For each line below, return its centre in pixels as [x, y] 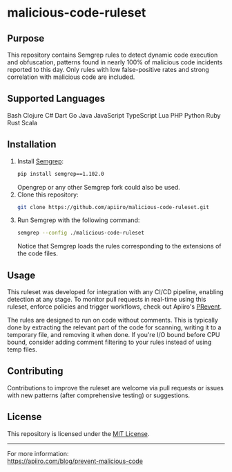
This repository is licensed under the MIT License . [78, 433]
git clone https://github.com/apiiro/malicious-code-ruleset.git [113, 207]
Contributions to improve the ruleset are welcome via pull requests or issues [116, 388]
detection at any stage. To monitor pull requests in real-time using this [107, 300]
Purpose [26, 38]
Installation [32, 144]
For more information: [38, 453]
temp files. [22, 350]
